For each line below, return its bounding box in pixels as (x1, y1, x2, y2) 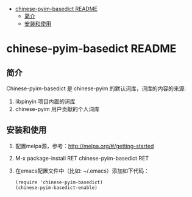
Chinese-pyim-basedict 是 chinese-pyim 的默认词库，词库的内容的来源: (6, 85, 187, 92)
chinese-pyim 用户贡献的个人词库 (15, 106, 99, 112)
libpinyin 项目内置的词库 (15, 98, 76, 105)
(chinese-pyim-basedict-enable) (15, 184, 98, 191)
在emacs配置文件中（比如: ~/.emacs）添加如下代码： (15, 167, 149, 174)
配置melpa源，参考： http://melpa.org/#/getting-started (15, 142, 154, 149)
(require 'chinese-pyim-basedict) (15, 179, 103, 185)
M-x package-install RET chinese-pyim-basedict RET (15, 154, 149, 162)
